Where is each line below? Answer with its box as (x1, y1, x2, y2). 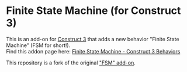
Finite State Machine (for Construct (6, 4, 181, 17)
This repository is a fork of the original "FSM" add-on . (6, 59, 136, 66)
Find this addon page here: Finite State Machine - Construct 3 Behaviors (6, 48, 181, 55)
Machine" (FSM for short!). (6, 42, 71, 49)
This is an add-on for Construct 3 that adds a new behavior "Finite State (6, 35, 179, 42)
